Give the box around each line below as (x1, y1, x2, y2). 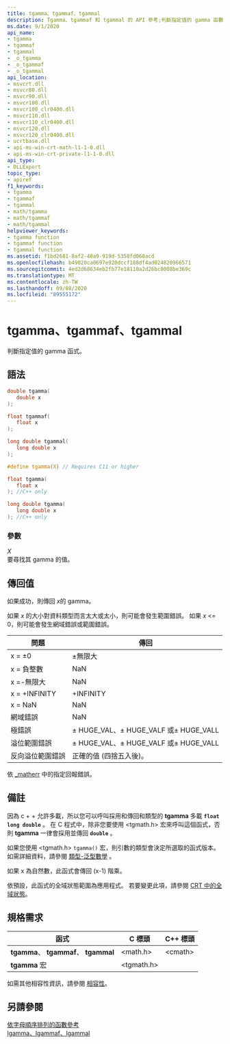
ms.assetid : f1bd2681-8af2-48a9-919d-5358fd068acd (7, 253, 155, 260)
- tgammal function (7, 247, 63, 254)
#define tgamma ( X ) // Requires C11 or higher (7, 463, 139, 470)
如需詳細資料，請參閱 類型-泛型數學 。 (7, 852, 116, 860)
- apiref (7, 176, 32, 183)
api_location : (7, 74, 48, 81)
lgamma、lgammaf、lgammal (7, 1029, 90, 1038)
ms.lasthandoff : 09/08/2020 (7, 285, 88, 292)
